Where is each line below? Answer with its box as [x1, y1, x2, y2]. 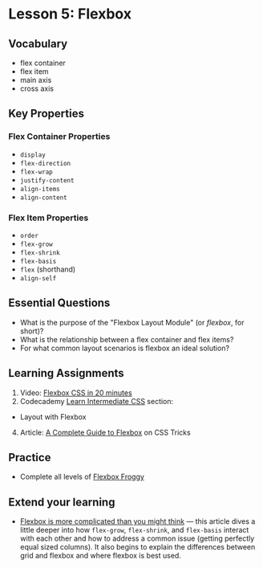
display [19, 150, 46, 159]
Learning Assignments [8, 366, 124, 380]
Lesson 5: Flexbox [8, 5, 132, 23]
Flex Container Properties [8, 131, 111, 142]
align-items [19, 185, 60, 193]
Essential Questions [8, 296, 111, 310]
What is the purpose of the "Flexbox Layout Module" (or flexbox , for [19, 317, 245, 327]
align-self [19, 274, 57, 282]
